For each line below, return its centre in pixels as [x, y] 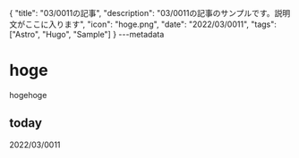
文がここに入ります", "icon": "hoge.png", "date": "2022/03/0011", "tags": [143, 24]
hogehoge [28, 95]
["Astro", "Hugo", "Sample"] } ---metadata [87, 34]
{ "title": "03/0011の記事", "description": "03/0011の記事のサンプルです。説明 [150, 13]
